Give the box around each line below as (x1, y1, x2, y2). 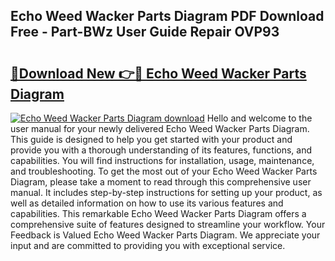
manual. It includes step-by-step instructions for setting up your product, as (10, 187, 323, 198)
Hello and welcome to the (206, 112, 313, 124)
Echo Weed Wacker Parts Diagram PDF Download (10, 8, 325, 25)
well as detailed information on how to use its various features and (10, 197, 284, 209)
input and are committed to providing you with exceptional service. (10, 240, 286, 251)
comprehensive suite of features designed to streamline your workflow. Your (10, 219, 326, 230)
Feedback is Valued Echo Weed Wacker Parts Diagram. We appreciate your (10, 229, 321, 241)
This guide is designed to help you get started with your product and (10, 134, 293, 145)
